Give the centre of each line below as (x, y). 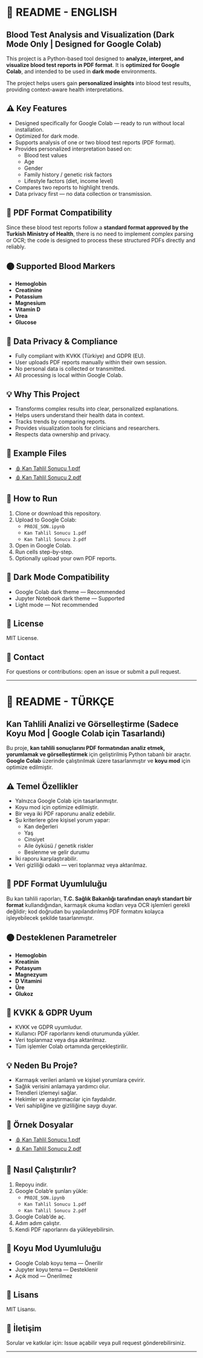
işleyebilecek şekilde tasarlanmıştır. (50, 917)
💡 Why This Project (43, 394)
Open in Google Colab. (43, 545)
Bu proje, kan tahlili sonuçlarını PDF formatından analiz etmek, (85, 748)
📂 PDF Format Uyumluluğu (57, 884)
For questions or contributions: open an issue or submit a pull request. (94, 672)
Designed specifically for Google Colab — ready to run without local (100, 123)
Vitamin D (28, 309)
